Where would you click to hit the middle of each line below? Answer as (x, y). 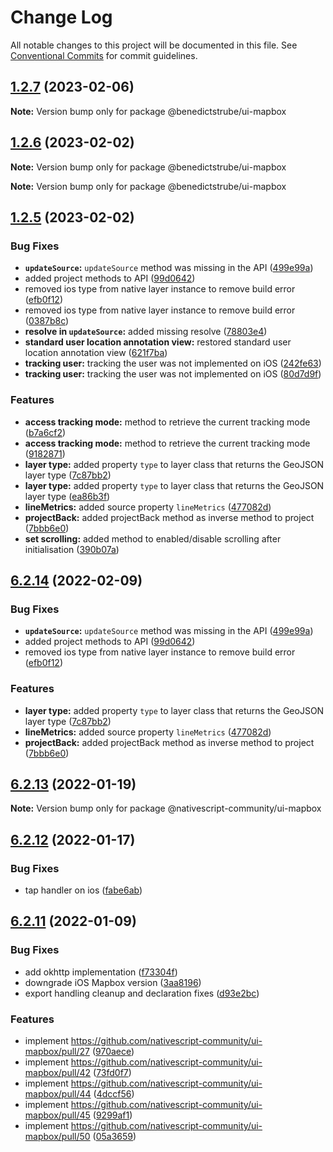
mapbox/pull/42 (58, 1073)
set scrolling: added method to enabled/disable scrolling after (153, 538)
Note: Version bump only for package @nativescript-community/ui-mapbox (166, 808)
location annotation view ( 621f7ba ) (96, 353)
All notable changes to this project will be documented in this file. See (154, 45)
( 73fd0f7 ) (112, 1073)
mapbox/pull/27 (57, 1052)
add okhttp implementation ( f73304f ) (101, 972)
